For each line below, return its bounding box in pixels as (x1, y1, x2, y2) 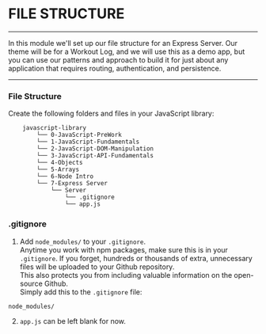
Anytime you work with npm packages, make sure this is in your (19, 245, 228, 254)
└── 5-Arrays (36, 165, 80, 174)
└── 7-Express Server (36, 180, 108, 188)
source (19, 279, 44, 288)
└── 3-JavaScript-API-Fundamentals (36, 152, 154, 160)
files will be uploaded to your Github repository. (19, 262, 175, 271)
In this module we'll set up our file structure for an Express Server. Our (8, 38, 237, 47)
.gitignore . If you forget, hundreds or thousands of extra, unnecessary (19, 253, 253, 263)
